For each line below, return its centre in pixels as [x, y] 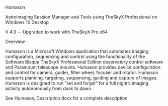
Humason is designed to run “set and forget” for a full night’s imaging [77, 83]
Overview [15, 41]
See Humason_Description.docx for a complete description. [67, 98]
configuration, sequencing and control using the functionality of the [75, 56]
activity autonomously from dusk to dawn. [49, 88]
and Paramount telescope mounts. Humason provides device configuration [83, 67]
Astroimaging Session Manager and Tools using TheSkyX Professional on [81, 17]
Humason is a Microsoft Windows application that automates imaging [77, 51]
